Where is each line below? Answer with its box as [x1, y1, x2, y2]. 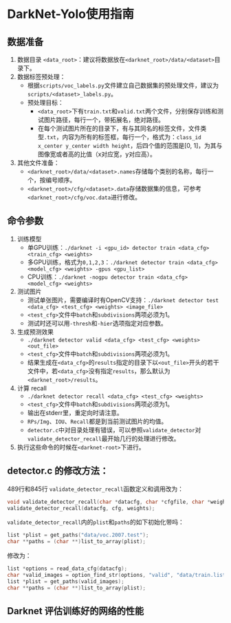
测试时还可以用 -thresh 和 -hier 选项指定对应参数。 [27, 319, 167, 327]
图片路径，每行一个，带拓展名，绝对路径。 [43, 116, 165, 124]
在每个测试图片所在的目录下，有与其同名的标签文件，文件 [37, 125, 201, 132]
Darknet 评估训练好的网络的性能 [7, 605, 144, 617]
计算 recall [16, 383, 47, 392]
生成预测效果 [16, 328, 54, 336]
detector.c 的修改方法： [7, 465, 109, 477]
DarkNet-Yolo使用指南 [7, 6, 135, 22]
